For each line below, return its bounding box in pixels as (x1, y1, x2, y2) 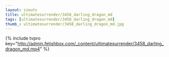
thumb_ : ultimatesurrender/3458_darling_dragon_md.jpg (5, 21, 124, 27)
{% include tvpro (5, 35, 41, 41)
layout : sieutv (5, 7, 38, 13)
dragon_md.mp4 (5, 46, 40, 52)
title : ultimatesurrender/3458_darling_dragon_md (5, 12, 113, 17)
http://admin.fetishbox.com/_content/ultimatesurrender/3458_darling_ (17, 41, 164, 47)
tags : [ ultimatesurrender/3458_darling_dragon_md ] (5, 17, 115, 22)
